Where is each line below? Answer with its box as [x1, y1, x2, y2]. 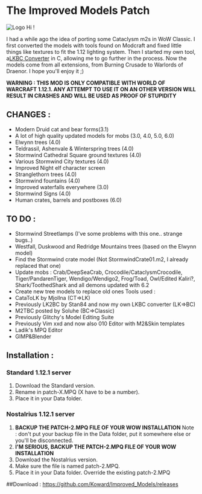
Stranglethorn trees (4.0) [14, 171, 77, 178]
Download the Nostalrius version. [14, 456, 98, 463]
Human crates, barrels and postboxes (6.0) [14, 196, 122, 203]
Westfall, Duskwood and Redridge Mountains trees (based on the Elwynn [14, 242, 197, 250]
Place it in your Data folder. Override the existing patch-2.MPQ [14, 469, 171, 476]
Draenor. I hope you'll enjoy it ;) [6, 67, 84, 74]
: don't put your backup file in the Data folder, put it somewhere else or [14, 430, 191, 437]
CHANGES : [6, 109, 51, 120]
